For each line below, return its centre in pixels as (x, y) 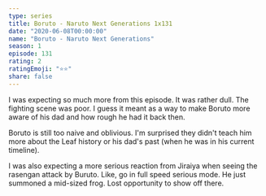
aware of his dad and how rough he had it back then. (97, 117)
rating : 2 (25, 62)
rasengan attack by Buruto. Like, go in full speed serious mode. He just (127, 174)
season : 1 (25, 46)
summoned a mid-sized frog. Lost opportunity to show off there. (116, 183)
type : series (31, 16)
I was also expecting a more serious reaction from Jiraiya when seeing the (133, 166)
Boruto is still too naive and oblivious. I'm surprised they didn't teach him (130, 133)
